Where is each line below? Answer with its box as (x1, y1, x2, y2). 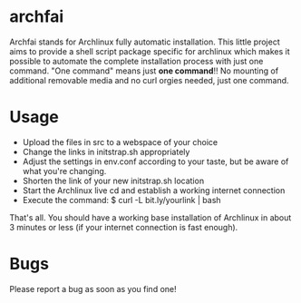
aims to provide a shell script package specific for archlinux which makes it (9, 45, 290, 56)
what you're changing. (22, 165, 107, 176)
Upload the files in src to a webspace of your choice (22, 136, 218, 147)
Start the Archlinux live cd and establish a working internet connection (22, 184, 286, 196)
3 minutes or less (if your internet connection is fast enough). (9, 221, 238, 232)
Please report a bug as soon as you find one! (9, 283, 177, 294)
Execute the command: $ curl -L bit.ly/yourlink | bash (22, 194, 221, 205)
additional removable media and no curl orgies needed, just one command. (9, 74, 289, 85)
